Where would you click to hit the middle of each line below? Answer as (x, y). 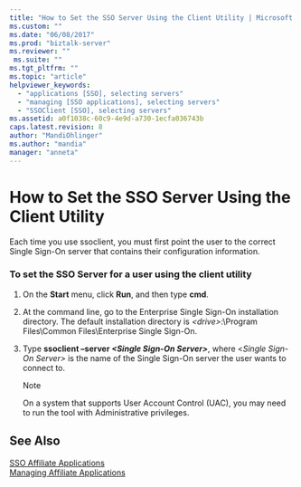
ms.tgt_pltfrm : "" (44, 69)
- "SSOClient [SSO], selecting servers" (94, 110)
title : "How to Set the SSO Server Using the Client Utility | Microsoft (151, 18)
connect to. (44, 368)
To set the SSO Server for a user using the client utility (131, 274)
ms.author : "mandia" (48, 144)
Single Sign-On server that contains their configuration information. (135, 251)
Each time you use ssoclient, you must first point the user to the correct (142, 242)
